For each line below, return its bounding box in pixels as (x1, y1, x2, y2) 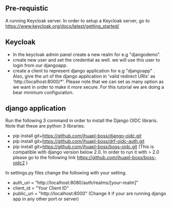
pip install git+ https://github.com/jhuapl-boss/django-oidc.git (12, 133, 142, 139)
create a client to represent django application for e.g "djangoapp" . (12, 67, 155, 73)
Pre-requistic (5, 4, 48, 13)
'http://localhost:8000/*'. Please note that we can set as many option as (12, 79, 164, 85)
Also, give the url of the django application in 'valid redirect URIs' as (12, 73, 156, 79)
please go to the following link (12, 154, 76, 161)
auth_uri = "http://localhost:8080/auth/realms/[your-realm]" (12, 179, 139, 186)
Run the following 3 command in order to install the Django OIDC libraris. (5, 117, 158, 124)
